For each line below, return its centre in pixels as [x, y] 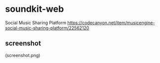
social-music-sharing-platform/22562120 [47, 28]
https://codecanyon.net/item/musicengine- [111, 23]
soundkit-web [35, 9]
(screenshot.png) [23, 55]
